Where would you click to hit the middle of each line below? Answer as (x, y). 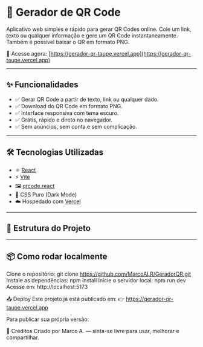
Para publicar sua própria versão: (48, 319)
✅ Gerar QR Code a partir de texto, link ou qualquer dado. (87, 99)
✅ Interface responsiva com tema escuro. (67, 113)
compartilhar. (23, 337)
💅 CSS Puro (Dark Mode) (46, 194)
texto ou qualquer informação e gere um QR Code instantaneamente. (92, 35)
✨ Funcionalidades (42, 85)
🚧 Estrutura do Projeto (48, 228)
